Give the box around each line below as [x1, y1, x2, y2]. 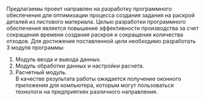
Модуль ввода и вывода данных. [15, 56, 101, 63]
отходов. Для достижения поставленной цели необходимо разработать [6, 38, 196, 44]
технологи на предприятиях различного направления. [15, 88, 158, 95]
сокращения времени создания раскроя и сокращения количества [6, 31, 184, 38]
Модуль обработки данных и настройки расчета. [15, 62, 144, 69]
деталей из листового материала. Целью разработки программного [6, 18, 186, 25]
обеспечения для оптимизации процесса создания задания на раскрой [6, 12, 195, 19]
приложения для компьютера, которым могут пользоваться [15, 82, 174, 89]
